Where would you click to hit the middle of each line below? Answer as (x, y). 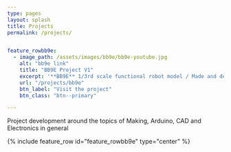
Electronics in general (38, 128)
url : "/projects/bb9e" (52, 83)
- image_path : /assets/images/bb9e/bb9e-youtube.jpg (90, 58)
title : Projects (30, 26)
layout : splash (29, 20)
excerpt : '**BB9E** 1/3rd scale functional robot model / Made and (118, 76)
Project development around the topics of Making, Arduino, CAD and (104, 121)
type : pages (24, 13)
